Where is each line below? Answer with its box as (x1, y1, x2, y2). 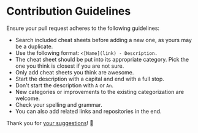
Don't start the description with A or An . (15, 81, 113, 89)
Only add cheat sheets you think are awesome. (15, 68, 134, 76)
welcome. (15, 95, 40, 102)
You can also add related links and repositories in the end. (15, 107, 162, 115)
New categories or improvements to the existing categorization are (15, 88, 185, 95)
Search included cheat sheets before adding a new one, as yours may (15, 36, 192, 43)
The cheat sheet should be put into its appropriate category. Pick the (15, 56, 189, 63)
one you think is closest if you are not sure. (15, 62, 124, 70)
